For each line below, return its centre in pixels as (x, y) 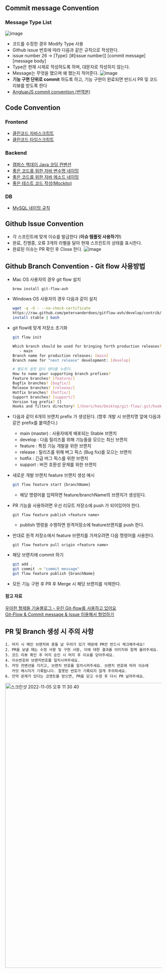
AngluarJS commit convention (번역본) (51, 91)
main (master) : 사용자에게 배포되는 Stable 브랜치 (68, 434)
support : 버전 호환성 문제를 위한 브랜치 (58, 465)
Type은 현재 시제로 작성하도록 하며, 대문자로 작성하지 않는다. (71, 66)
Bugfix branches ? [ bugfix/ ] (41, 383)
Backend (16, 153)
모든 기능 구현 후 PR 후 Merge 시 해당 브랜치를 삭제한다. (67, 583)
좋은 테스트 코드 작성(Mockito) (42, 183)
